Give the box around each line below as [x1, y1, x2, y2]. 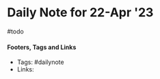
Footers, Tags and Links [7, 43, 77, 51]
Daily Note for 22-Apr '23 [7, 5, 154, 20]
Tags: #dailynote [16, 58, 64, 66]
